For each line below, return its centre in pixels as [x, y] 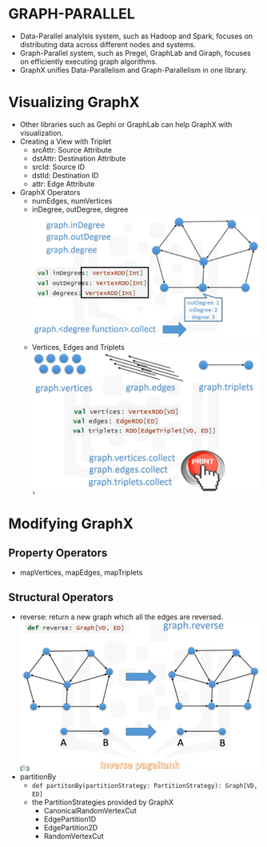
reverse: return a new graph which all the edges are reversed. [122, 617]
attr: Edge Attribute [63, 184]
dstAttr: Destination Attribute [79, 158]
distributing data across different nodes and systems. [108, 44]
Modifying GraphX [71, 523]
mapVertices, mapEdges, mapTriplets [81, 572]
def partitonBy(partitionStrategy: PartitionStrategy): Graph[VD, [145, 786]
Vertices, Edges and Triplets [78, 348]
